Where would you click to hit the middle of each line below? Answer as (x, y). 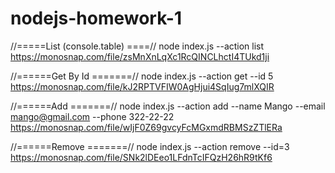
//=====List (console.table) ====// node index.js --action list (137, 46)
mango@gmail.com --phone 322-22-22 (92, 116)
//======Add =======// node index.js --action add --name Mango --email (168, 106)
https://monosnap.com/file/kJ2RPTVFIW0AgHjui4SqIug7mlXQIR (142, 86)
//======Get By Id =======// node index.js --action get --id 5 (142, 76)
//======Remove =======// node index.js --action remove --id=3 (150, 146)
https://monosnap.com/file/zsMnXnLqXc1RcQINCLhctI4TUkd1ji (140, 56)
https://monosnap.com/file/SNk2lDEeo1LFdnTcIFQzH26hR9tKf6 (141, 157)
